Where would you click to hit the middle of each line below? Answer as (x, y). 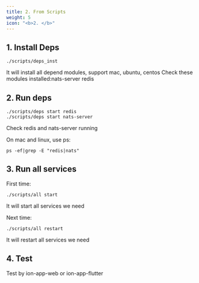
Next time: (19, 217)
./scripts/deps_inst (32, 61)
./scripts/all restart (35, 229)
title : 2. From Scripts (36, 12)
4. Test (20, 259)
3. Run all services (41, 169)
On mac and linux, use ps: (39, 140)
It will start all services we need (45, 206)
